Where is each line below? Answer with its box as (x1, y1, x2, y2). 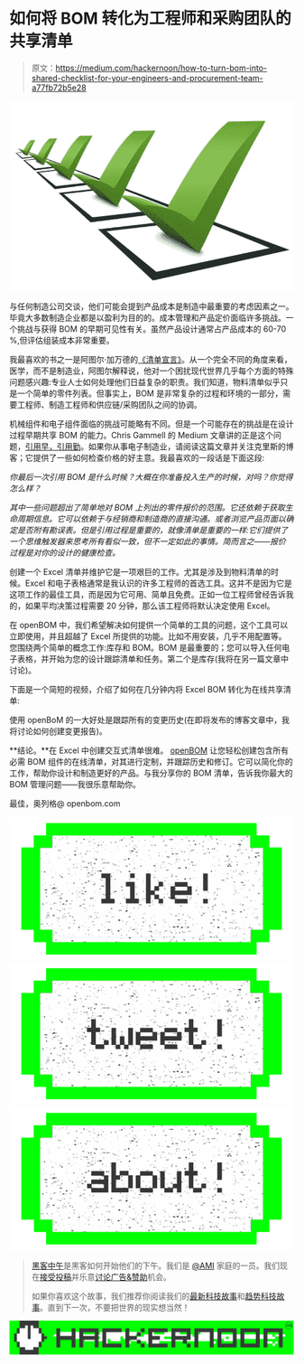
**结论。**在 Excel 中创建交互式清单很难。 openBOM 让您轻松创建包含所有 (9, 745, 290, 756)
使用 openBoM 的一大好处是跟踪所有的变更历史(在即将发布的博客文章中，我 (9, 715, 290, 726)
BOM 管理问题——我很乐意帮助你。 (9, 779, 142, 790)
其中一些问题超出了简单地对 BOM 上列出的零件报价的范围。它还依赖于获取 (9, 503, 286, 513)
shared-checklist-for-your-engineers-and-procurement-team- (31, 72, 263, 83)
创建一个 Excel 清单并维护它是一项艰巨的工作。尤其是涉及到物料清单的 (9, 567, 272, 578)
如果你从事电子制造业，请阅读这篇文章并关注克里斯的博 (88, 441, 294, 452)
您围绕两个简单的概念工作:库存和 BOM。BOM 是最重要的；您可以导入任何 (9, 643, 282, 654)
